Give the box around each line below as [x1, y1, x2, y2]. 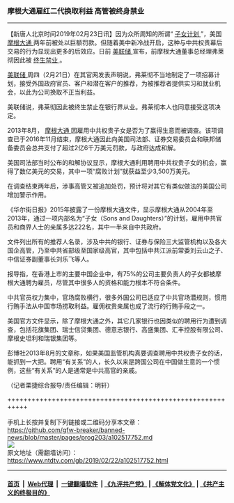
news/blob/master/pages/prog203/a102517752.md [7, 433, 153, 442]
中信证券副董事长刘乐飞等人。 [7, 255, 93, 264]
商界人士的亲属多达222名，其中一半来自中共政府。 [19, 223, 165, 231]
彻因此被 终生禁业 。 [7, 56, 66, 64]
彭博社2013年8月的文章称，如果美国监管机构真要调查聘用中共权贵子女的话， [7, 349, 226, 358]
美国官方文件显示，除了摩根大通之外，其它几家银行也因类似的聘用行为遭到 [7, 317, 221, 325]
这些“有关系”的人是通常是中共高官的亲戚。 [19, 367, 141, 375]
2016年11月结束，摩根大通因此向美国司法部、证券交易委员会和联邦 [25, 135, 216, 143]
